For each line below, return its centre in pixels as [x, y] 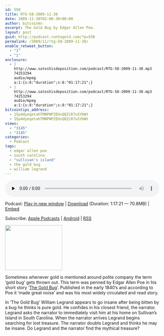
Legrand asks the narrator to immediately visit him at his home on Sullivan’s [81, 313]
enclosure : [16, 60]
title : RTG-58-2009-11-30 [31, 14]
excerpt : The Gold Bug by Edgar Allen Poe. [50, 28]
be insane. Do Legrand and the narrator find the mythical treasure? [72, 328]
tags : [11, 146]
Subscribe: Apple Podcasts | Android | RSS [48, 218]
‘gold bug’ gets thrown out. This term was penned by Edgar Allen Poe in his [81, 283]
